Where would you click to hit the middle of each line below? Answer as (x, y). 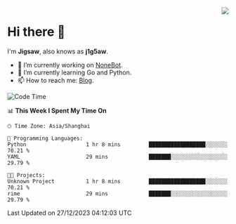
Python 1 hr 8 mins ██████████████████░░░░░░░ (118, 144)
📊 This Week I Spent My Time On (57, 110)
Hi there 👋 (36, 32)
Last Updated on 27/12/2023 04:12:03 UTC (70, 213)
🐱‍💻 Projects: (26, 175)
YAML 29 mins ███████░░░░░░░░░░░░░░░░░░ (118, 157)
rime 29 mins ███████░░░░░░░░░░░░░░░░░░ (118, 193)
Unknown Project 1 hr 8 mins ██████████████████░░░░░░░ (118, 181)
